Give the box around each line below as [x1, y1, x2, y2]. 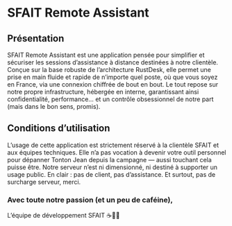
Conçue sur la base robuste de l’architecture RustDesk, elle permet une [7, 66, 212, 73]
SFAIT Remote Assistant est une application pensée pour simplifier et [7, 51, 205, 59]
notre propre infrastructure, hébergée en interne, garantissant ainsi [7, 88, 199, 96]
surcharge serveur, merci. [7, 177, 81, 186]
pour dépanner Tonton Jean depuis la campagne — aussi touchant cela [7, 155, 212, 164]
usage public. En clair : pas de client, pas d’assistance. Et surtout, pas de [7, 170, 216, 178]
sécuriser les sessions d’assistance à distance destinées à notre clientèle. [7, 58, 219, 67]
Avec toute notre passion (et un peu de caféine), [7, 195, 174, 205]
